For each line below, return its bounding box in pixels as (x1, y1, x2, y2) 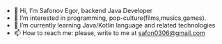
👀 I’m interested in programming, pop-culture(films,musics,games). (13, 14, 207, 22)
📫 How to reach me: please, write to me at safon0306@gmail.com (13, 29, 205, 37)
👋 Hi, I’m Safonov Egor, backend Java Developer (13, 7, 153, 14)
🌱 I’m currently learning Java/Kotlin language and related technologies (13, 21, 216, 29)
